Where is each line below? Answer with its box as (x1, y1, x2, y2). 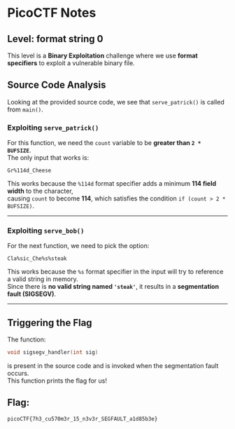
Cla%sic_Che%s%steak (7, 255, 68, 262)
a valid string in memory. (7, 275, 78, 283)
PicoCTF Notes (7, 5, 97, 21)
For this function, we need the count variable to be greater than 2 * (7, 139, 201, 147)
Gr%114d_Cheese (7, 167, 52, 175)
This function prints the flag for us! (7, 376, 107, 385)
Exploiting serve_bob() (7, 226, 85, 236)
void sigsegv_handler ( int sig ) (7, 349, 99, 356)
